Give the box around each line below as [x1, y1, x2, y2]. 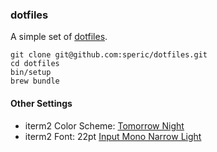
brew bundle [10, 76, 60, 87]
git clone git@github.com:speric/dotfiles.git [10, 50, 208, 60]
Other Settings [10, 97, 73, 109]
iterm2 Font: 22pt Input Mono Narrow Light [24, 130, 202, 142]
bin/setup [10, 68, 52, 78]
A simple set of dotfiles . [10, 31, 108, 43]
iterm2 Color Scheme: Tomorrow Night [24, 119, 185, 132]
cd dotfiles [10, 59, 60, 69]
